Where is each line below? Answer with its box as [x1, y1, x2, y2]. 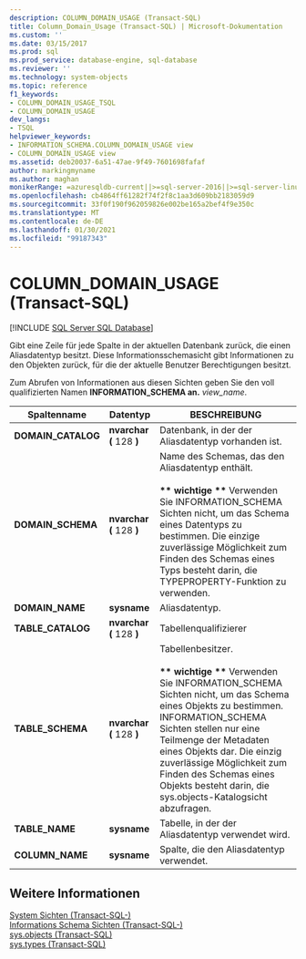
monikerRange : [9, 183, 64, 192]
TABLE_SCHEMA [14, 722, 88, 735]
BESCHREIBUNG [189, 408, 262, 421]
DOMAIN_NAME [14, 602, 86, 614]
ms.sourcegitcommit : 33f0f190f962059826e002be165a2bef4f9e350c [9, 200, 255, 210]
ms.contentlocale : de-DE [9, 216, 104, 226]
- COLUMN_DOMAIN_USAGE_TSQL [9, 98, 117, 108]
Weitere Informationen [9, 885, 141, 901]
